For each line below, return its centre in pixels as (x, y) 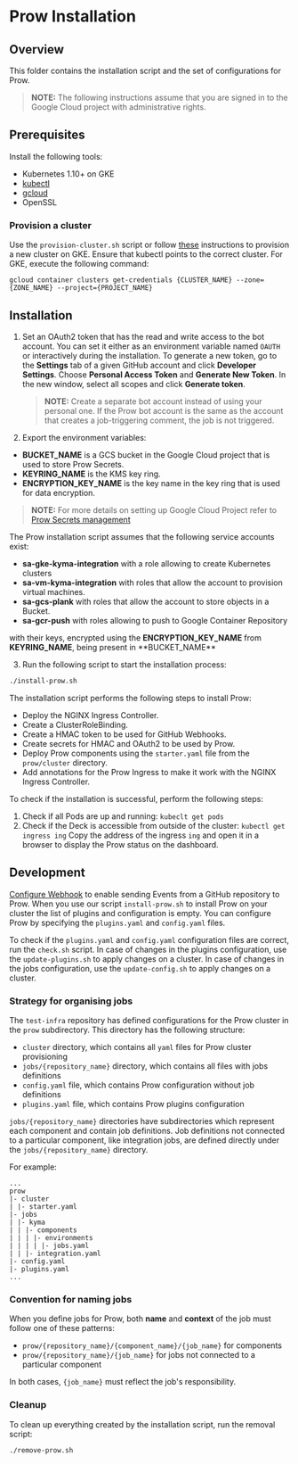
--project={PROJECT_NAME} (105, 288)
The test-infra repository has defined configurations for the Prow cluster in (149, 1020)
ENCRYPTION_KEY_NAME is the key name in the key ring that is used (151, 483)
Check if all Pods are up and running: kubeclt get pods (123, 816)
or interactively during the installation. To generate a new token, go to (149, 355)
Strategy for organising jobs (71, 1001)
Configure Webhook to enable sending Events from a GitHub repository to (145, 894)
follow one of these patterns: (62, 1328)
